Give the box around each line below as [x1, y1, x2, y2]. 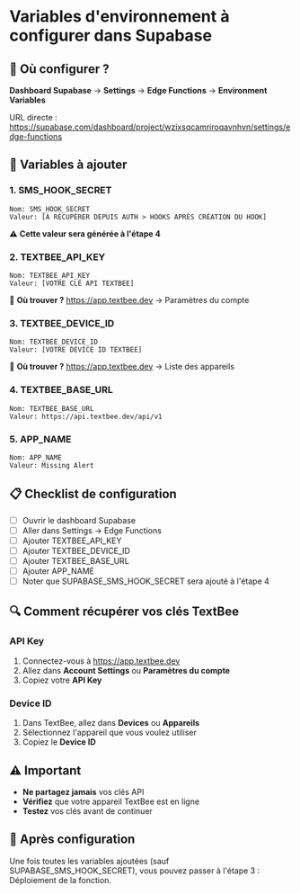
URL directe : [9, 112, 58, 122]
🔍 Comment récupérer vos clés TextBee [9, 603, 240, 619]
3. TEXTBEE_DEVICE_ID [9, 317, 115, 329]
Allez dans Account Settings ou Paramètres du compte [22, 665, 231, 675]
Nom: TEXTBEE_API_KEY [9, 271, 91, 280]
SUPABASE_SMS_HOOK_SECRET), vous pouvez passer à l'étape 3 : [9, 865, 260, 876]
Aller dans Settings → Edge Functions [22, 524, 162, 536]
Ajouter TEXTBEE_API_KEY [22, 535, 122, 546]
